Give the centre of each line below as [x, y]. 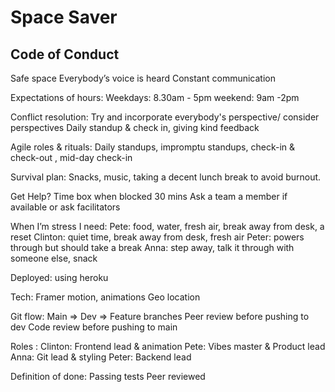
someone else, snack [54, 258]
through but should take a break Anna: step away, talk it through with [152, 247]
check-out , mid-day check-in [71, 157]
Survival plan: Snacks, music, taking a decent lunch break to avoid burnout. [166, 177]
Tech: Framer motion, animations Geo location [105, 297]
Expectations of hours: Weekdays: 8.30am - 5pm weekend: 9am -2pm [155, 97]
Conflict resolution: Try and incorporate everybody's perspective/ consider [165, 117]
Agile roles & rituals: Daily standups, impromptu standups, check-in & [153, 147]
